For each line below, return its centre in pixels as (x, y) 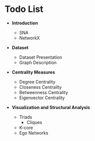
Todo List (24, 9)
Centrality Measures (33, 72)
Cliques (34, 122)
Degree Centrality (37, 82)
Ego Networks (34, 133)
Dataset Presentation (41, 57)
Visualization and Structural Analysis (51, 107)
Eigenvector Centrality (42, 98)
